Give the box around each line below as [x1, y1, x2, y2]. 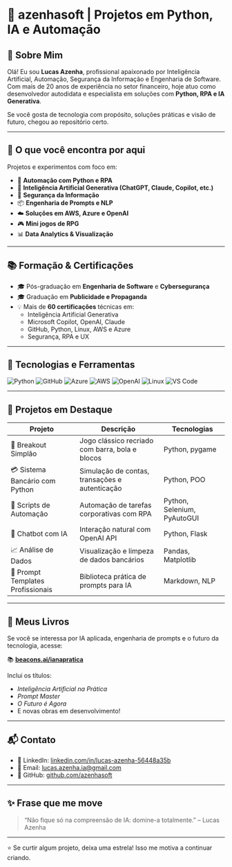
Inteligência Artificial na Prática [17, 685, 108, 693]
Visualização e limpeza [79, 546, 154, 555]
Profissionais [10, 585, 53, 595]
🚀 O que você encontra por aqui [7, 144, 146, 156]
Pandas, [163, 546, 190, 555]
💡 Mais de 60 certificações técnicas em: [17, 302, 135, 311]
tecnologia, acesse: [7, 641, 63, 650]
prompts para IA [79, 580, 133, 590]
